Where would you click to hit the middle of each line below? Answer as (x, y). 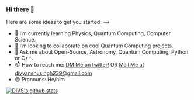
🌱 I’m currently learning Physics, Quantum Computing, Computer (93, 33)
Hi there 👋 (20, 9)
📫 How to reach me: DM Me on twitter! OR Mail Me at (79, 65)
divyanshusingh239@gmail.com (53, 73)
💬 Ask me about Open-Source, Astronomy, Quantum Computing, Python (101, 52)
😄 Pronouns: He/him (40, 80)
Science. (25, 40)
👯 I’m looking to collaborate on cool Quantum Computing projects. (94, 46)
